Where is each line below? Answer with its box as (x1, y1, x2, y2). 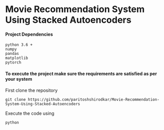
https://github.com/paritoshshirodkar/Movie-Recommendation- (27, 97, 159, 102)
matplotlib (5, 55, 28, 61)
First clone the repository (5, 87, 58, 93)
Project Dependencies (5, 31, 53, 37)
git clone (5, 97, 26, 102)
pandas (5, 51, 19, 56)
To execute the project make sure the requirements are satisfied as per (5, 71, 157, 77)
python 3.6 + (5, 42, 33, 47)
